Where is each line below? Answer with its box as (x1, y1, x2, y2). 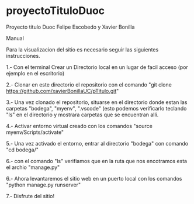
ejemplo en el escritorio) (6, 70, 65, 77)
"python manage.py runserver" (6, 181, 81, 188)
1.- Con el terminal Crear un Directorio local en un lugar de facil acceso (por (6, 63, 189, 71)
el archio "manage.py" (6, 164, 60, 171)
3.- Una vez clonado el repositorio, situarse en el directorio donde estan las (6, 98, 188, 106)
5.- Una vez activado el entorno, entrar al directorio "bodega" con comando (6, 140, 189, 147)
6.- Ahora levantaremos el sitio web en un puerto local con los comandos (6, 175, 182, 182)
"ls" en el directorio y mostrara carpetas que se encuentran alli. (6, 111, 159, 118)
